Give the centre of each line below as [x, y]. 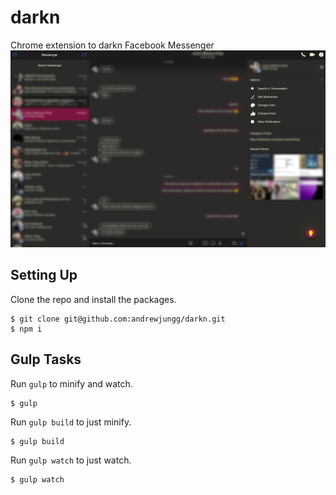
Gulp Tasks [46, 359]
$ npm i [26, 329]
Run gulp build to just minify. [71, 422]
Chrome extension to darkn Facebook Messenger [112, 45]
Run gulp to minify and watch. [71, 383]
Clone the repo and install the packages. [93, 299]
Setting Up [44, 275]
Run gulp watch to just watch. [71, 460]
